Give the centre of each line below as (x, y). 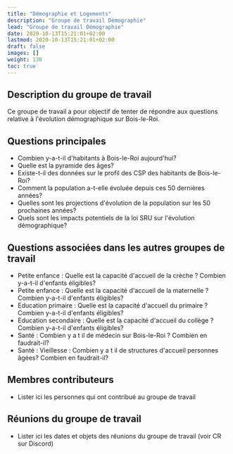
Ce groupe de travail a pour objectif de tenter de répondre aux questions (113, 112)
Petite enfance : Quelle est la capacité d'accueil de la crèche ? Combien (122, 276)
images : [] (23, 53)
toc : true (22, 66)
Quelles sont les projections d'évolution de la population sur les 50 (114, 203)
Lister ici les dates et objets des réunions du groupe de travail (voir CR (119, 436)
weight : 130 (25, 60)
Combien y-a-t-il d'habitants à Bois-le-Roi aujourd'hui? (97, 158)
